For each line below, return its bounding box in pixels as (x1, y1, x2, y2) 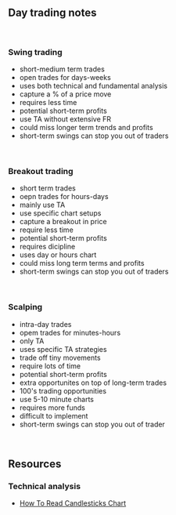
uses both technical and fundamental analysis (19, 82, 168, 91)
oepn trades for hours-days (19, 192, 109, 201)
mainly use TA (19, 200, 66, 210)
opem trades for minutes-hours (19, 328, 121, 337)
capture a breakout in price (19, 217, 107, 227)
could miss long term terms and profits (19, 259, 145, 268)
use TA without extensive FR (19, 114, 112, 124)
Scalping (8, 302, 43, 313)
